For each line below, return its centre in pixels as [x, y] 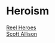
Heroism [28, 11]
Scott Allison [22, 33]
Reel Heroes [22, 27]
